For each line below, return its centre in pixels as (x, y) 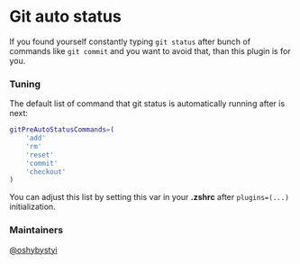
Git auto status (65, 17)
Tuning (25, 84)
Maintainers (36, 230)
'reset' (40, 155)
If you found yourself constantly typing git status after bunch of (130, 41)
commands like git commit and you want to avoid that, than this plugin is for (150, 50)
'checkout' (46, 172)
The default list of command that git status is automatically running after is (147, 104)
